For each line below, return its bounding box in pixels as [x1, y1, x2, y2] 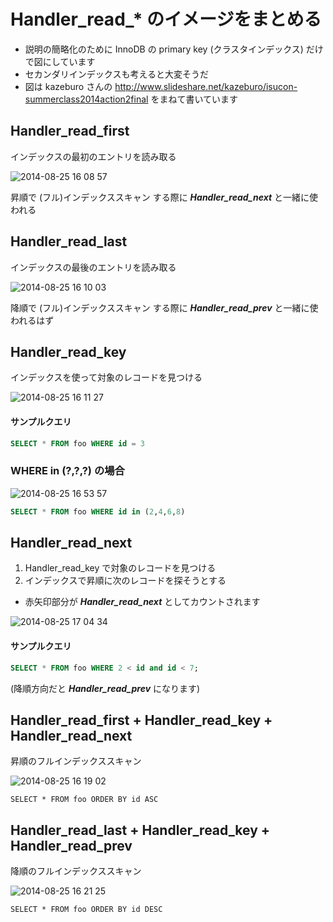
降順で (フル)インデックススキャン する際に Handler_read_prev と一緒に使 [10, 301, 319, 314]
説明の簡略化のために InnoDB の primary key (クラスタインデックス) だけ [24, 43, 324, 55]
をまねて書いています [150, 93, 238, 105]
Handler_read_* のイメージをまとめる [10, 8, 322, 31]
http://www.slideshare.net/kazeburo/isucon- [114, 80, 298, 92]
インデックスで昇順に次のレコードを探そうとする [24, 575, 227, 587]
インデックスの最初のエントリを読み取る [10, 150, 177, 162]
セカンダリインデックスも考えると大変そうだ [24, 68, 209, 80]
